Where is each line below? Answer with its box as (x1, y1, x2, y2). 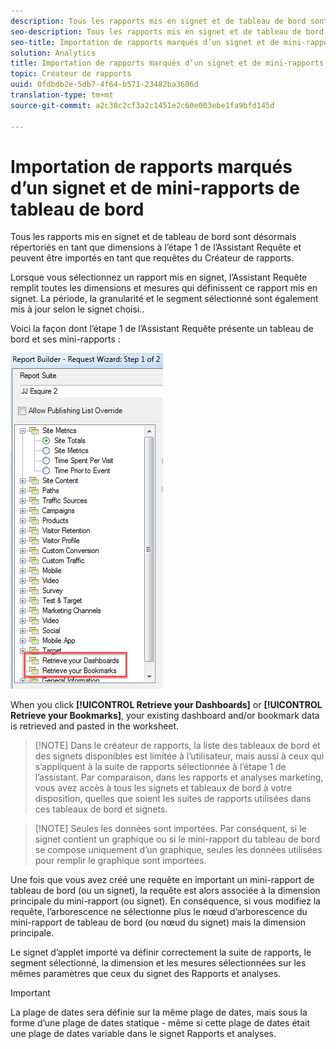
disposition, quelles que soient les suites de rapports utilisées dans (34, 793, 312, 805)
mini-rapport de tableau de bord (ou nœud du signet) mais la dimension (10, 916, 307, 929)
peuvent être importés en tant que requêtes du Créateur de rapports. (10, 252, 295, 264)
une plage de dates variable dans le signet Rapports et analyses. (10, 1028, 277, 1040)
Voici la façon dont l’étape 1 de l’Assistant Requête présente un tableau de (10, 323, 314, 335)
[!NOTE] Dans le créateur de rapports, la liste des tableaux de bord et (34, 740, 321, 752)
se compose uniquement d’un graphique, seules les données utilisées (34, 844, 323, 856)
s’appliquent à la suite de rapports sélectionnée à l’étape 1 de (34, 761, 287, 773)
